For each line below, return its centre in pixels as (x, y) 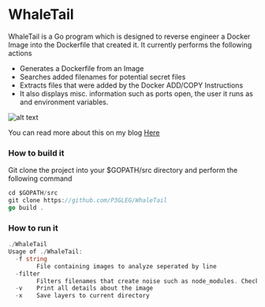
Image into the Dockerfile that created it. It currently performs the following (130, 44)
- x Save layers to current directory (82, 296)
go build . (26, 208)
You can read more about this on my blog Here (84, 133)
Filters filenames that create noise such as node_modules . (137, 281)
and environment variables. (64, 102)
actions (20, 53)
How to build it (36, 153)
